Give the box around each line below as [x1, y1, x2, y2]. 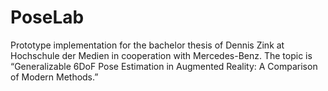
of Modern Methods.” [10, 71, 99, 83]
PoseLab [10, 6, 85, 29]
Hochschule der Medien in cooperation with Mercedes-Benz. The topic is [10, 49, 313, 61]
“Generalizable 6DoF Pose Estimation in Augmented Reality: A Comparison [10, 60, 318, 72]
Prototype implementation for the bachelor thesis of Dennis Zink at [10, 39, 285, 51]
